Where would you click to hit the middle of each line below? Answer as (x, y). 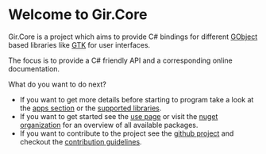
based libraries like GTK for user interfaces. (79, 44)
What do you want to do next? (58, 84)
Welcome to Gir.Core (78, 15)
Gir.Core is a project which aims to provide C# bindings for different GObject (133, 37)
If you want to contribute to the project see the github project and (127, 133)
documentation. (34, 68)
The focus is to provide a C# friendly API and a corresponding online (120, 60)
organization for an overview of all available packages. (109, 125)
